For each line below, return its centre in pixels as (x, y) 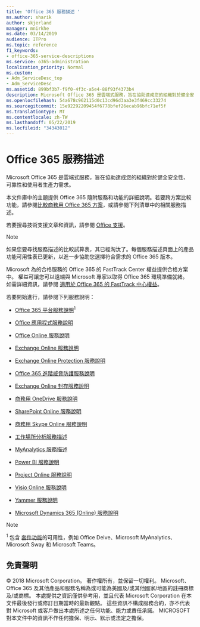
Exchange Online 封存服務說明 (52, 386)
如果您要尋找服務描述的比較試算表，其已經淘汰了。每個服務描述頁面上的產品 (100, 249)
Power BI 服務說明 (37, 462)
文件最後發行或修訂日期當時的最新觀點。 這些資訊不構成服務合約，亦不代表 (98, 603)
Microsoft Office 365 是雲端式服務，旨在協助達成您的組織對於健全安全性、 (98, 177)
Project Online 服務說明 (43, 474)
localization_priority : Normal (45, 67)
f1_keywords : (22, 51)
